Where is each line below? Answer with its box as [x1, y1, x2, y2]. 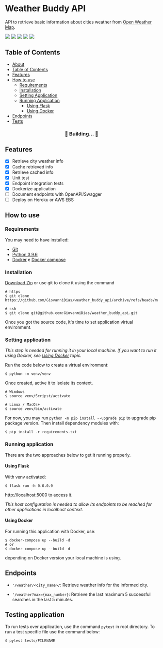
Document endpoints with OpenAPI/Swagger [12, 191, 102, 197]
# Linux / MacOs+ [5, 402, 40, 407]
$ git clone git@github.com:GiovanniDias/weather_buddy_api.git [5, 310, 138, 315]
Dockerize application [12, 185, 56, 191]
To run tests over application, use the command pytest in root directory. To [5, 624, 155, 629]
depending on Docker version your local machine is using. [5, 555, 121, 560]
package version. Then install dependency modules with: [5, 420, 119, 426]
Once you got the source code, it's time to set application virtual [5, 319, 133, 325]
